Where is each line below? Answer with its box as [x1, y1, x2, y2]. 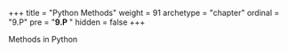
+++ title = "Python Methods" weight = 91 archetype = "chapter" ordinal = [8, 8, 280, 18]
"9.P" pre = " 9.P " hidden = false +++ [8, 17, 146, 27]
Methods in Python [8, 34, 78, 44]
